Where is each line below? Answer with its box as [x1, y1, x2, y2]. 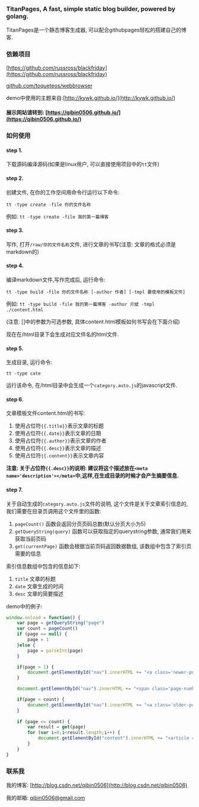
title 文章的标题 [14, 575, 56, 582]
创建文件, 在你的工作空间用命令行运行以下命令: [6, 189, 120, 196]
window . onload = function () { [6, 614, 81, 620]
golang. [6, 12, 29, 20]
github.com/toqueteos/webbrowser [6, 82, 93, 89]
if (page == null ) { [17, 631, 68, 638]
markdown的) [6, 248, 40, 255]
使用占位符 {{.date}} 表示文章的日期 [14, 430, 102, 437]
